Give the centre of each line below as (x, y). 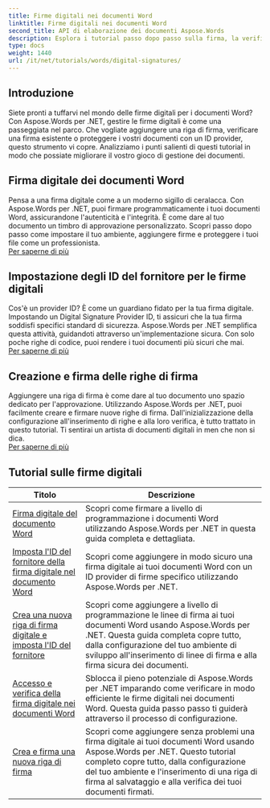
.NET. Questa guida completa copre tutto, (164, 634)
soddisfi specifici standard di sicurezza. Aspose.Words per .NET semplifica (133, 326)
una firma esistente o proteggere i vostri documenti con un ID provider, (126, 138)
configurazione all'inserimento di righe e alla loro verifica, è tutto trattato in (132, 421)
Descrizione (172, 494)
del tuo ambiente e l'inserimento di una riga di (172, 771)
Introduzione (41, 93)
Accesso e (32, 683)
